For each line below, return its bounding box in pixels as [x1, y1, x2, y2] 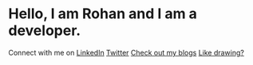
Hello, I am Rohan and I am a [8, 5, 198, 23]
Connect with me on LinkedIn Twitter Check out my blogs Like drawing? [8, 48, 245, 57]
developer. [8, 21, 81, 40]
